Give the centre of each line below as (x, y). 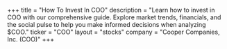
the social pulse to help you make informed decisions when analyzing (107, 24)
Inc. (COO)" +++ (31, 39)
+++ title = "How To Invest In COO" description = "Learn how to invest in (111, 10)
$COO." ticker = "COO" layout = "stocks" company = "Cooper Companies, (113, 32)
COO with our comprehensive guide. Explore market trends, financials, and (114, 17)
